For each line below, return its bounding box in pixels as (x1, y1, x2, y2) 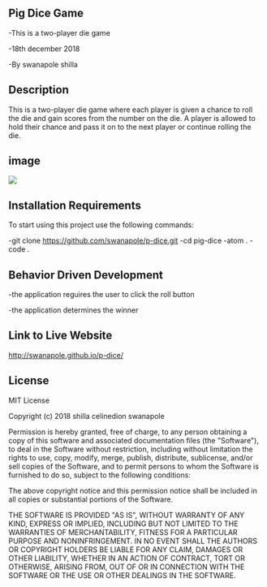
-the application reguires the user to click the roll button (8, 290, 195, 300)
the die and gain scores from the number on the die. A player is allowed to (8, 113, 256, 123)
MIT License (8, 395, 50, 405)
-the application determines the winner (8, 305, 139, 315)
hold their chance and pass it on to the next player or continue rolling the (8, 122, 252, 132)
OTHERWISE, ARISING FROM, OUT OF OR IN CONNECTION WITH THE (8, 562, 245, 572)
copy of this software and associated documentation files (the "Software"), (8, 435, 260, 445)
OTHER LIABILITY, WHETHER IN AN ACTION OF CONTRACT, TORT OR (8, 553, 245, 563)
